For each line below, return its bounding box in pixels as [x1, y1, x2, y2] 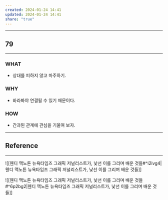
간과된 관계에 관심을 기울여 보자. [12, 122, 75, 128]
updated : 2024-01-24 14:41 [5, 12, 61, 17]
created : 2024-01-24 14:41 [5, 7, 61, 12]
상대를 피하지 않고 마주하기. [12, 72, 66, 78]
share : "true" [5, 16, 35, 21]
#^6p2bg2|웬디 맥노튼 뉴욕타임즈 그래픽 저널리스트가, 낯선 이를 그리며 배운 [5, 183, 151, 189]
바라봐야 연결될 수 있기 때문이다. [12, 97, 75, 103]
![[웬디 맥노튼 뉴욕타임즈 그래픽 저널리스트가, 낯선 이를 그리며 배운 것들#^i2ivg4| [5, 160, 162, 166]
